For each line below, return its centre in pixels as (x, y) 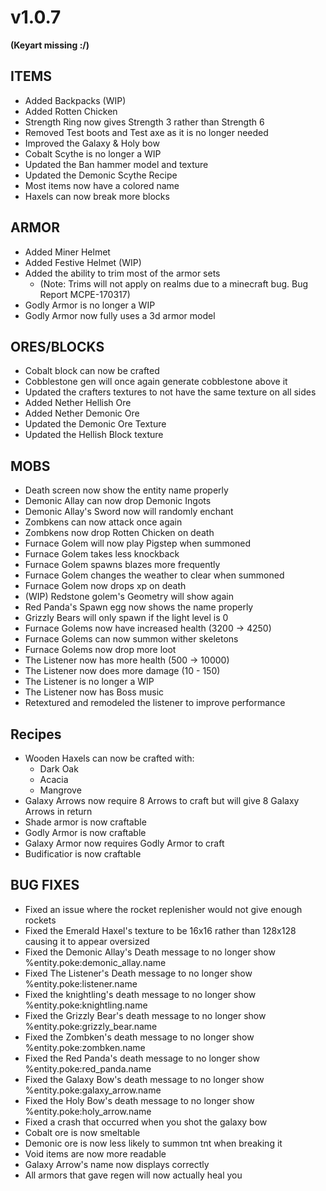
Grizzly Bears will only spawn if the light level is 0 (126, 618)
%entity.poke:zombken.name (85, 1047)
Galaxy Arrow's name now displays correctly (117, 1164)
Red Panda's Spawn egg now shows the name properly (139, 607)
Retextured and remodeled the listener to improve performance (155, 703)
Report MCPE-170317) (85, 294)
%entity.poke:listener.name (81, 983)
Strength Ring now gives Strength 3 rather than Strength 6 (144, 122)
